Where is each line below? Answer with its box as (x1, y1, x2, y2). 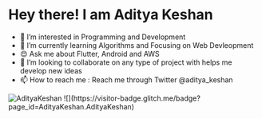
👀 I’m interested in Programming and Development (19, 32, 186, 42)
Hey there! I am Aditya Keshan (8, 6, 213, 24)
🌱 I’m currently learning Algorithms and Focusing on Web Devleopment (19, 40, 254, 50)
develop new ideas (19, 65, 82, 75)
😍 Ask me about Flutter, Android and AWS (19, 49, 160, 58)
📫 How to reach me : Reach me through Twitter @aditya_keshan (19, 74, 233, 85)
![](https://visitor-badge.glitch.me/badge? (63, 93, 201, 103)
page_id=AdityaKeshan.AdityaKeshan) (8, 101, 134, 111)
